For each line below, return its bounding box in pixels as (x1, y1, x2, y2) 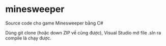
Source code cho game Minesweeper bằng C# (5, 20, 103, 26)
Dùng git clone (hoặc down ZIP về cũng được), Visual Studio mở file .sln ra (5, 29, 161, 35)
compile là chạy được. (5, 35, 52, 41)
